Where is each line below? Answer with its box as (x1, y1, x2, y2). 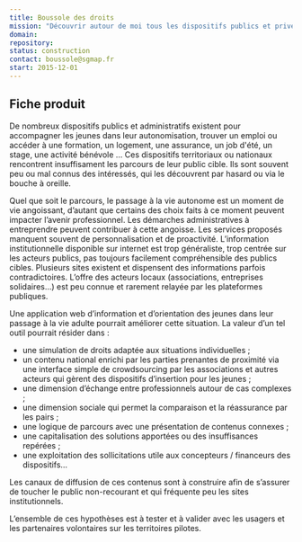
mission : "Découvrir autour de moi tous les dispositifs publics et (9, 22, 271, 31)
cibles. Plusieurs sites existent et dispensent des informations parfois (9, 262, 266, 272)
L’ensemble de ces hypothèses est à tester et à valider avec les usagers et (9, 513, 285, 524)
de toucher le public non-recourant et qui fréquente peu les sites (9, 486, 249, 497)
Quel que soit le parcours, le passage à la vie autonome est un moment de (9, 195, 285, 206)
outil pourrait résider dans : (9, 327, 110, 338)
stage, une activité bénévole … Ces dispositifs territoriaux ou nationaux (9, 149, 272, 160)
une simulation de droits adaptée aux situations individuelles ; (22, 344, 251, 355)
